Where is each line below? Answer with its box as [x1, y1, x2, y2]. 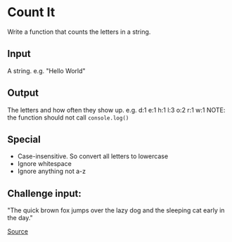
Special [7, 133, 41, 145]
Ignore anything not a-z [17, 167, 86, 176]
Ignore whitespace [17, 160, 72, 168]
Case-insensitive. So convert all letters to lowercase [17, 152, 169, 160]
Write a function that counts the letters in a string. [7, 27, 151, 36]
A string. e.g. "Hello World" [7, 66, 86, 75]
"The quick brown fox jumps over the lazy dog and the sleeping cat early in [7, 206, 225, 215]
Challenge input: [7, 187, 82, 199]
